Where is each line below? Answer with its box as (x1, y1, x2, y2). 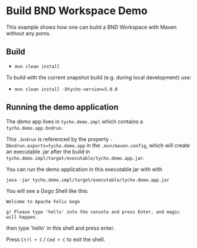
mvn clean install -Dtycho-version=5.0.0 (14, 86, 118, 92)
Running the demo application (6, 102, 119, 112)
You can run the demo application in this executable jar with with (6, 166, 163, 173)
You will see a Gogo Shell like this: (6, 187, 89, 195)
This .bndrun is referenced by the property (6, 135, 109, 142)
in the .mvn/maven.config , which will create (86, 142, 190, 149)
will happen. (6, 214, 38, 220)
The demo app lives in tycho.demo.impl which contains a (6, 118, 143, 125)
